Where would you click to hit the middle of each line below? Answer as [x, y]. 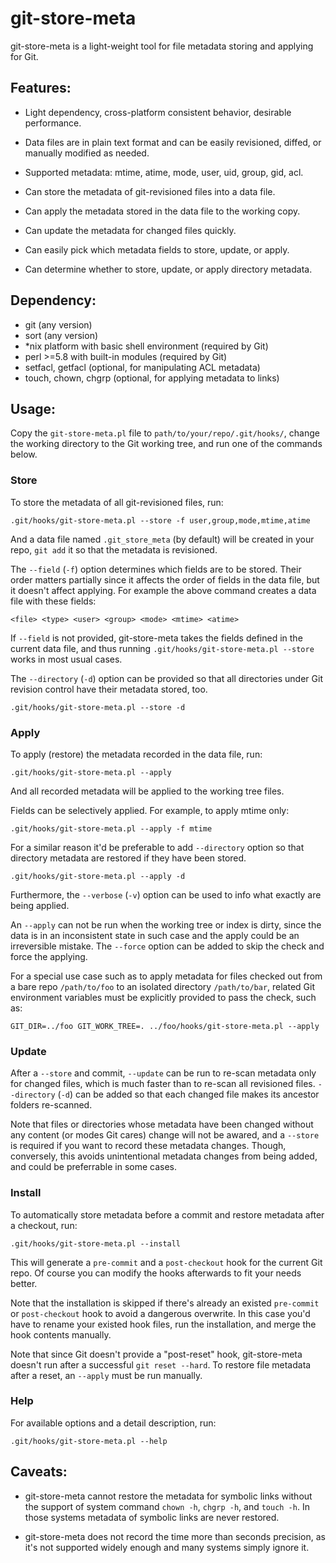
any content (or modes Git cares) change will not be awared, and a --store [165, 1135]
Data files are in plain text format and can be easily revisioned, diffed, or [173, 142]
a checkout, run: [44, 1225]
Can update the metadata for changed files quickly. [130, 230]
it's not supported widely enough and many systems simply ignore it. [167, 1547]
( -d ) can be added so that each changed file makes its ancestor [188, 1094]
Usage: [33, 408]
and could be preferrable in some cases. [93, 1167]
